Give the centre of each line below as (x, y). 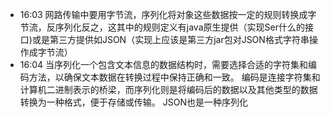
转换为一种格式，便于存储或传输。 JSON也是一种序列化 (133, 102)
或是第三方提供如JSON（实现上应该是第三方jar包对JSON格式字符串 (170, 39)
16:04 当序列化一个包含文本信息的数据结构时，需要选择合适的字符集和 (164, 64)
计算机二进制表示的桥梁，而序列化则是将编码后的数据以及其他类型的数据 (168, 89)
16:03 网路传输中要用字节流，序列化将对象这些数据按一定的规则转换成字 (168, 14)
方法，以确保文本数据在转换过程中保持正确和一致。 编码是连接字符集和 (174, 77)
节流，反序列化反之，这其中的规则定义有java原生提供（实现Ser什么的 (162, 27)
